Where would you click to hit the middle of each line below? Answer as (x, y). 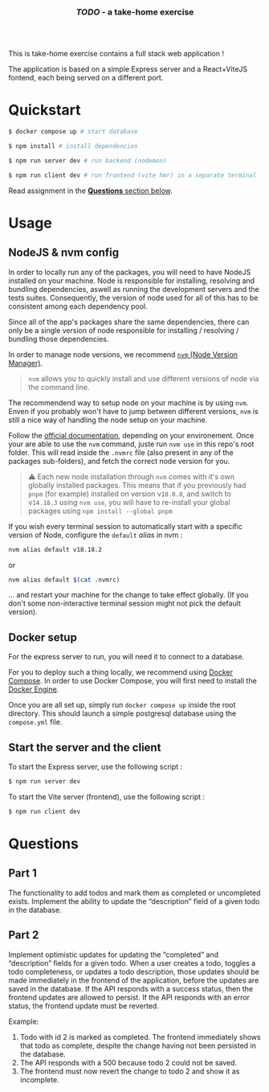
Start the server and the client (85, 747)
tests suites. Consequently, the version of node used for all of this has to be (133, 298)
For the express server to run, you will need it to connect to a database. (126, 657)
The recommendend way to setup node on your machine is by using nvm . (128, 402)
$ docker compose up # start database (73, 132)
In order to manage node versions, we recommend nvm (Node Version (123, 354)
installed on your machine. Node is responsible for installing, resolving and (132, 281)
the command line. (59, 387)
